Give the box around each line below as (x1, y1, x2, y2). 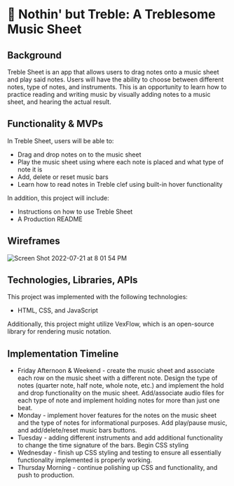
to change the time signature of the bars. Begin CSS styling (17, 441, 189, 449)
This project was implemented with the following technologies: (7, 293, 188, 301)
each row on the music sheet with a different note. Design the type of (17, 374, 219, 382)
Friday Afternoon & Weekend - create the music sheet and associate (17, 367, 215, 375)
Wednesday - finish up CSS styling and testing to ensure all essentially (17, 449, 222, 457)
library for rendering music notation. (7, 327, 112, 336)
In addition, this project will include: (7, 193, 110, 202)
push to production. (17, 471, 75, 480)
